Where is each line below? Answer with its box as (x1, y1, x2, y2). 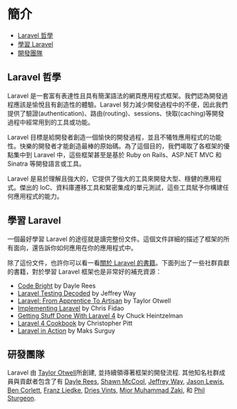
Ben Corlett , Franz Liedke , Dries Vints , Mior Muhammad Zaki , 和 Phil (7, 386, 205, 395)
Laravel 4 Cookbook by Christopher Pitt (17, 319, 133, 327)
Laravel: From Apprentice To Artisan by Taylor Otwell (17, 296, 171, 305)
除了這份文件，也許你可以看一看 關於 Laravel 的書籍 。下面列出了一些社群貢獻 (7, 258, 230, 267)
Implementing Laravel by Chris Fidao (17, 304, 125, 312)
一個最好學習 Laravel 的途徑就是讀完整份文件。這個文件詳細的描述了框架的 (7, 234, 224, 243)
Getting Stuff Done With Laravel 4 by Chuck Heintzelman (17, 311, 183, 319)
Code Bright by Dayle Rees (17, 281, 97, 290)
